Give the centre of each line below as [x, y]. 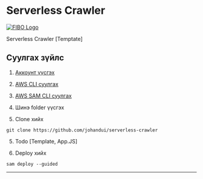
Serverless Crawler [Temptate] [44, 39]
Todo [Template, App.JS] [46, 141]
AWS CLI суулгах [37, 84]
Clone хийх [29, 119]
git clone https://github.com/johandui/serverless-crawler [82, 130]
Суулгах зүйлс [35, 58]
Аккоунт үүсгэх [35, 72]
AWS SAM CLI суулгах [43, 96]
